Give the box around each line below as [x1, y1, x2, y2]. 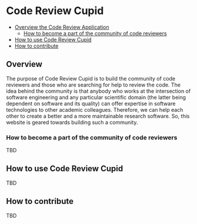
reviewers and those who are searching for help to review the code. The [6, 81, 181, 88]
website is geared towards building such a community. [6, 119, 138, 126]
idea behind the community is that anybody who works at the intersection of [6, 87, 191, 95]
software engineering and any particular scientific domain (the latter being [6, 93, 186, 101]
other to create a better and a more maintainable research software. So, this [6, 112, 190, 119]
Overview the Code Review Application [14, 24, 110, 31]
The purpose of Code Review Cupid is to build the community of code [6, 75, 176, 82]
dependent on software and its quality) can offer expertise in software [6, 100, 176, 107]
